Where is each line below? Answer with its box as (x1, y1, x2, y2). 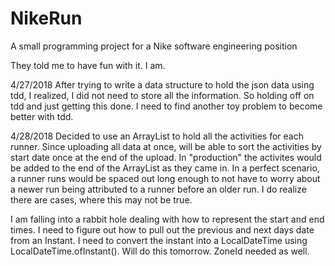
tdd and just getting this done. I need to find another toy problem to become (10, 100, 323, 112)
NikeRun (10, 7, 83, 30)
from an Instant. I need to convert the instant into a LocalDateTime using (10, 234, 308, 246)
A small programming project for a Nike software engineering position (10, 40, 298, 52)
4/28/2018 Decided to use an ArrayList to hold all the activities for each (10, 130, 304, 142)
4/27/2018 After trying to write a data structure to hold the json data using (10, 78, 315, 91)
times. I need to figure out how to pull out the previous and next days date (10, 223, 315, 236)
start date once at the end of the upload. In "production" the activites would (10, 151, 322, 163)
